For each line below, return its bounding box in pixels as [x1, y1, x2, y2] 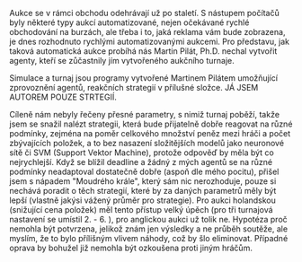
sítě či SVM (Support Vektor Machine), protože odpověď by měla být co [9, 147, 274, 158]
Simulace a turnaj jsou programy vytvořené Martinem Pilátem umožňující [9, 73, 279, 83]
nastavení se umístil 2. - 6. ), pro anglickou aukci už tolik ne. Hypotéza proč [9, 214, 288, 224]
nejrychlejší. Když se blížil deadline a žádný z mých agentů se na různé [9, 157, 272, 167]
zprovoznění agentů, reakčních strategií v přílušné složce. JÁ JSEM [9, 83, 259, 92]
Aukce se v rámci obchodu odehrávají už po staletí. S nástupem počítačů [9, 8, 280, 18]
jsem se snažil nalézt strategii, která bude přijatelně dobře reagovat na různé [9, 118, 293, 129]
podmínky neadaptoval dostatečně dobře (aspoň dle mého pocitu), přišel [9, 166, 280, 177]
